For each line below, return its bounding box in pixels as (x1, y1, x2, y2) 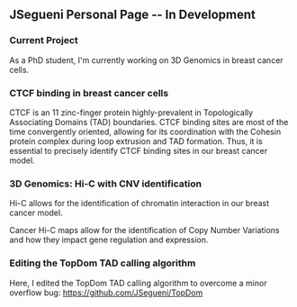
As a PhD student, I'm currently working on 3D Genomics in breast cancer (9, 54, 283, 66)
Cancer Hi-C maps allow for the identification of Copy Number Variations (9, 225, 280, 236)
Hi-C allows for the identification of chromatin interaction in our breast (9, 198, 270, 209)
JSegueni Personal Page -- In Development (9, 7, 256, 23)
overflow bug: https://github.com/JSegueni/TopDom (9, 287, 203, 298)
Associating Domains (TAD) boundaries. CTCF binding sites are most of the (9, 116, 289, 127)
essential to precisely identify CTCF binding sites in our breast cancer (9, 145, 268, 156)
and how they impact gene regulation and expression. (9, 234, 209, 246)
